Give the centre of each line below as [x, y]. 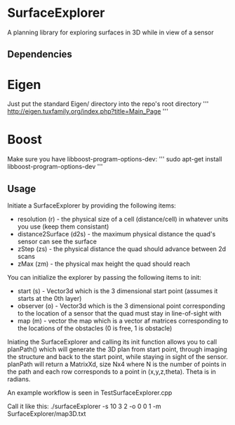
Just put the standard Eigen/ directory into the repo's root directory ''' [108, 104]
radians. [19, 379]
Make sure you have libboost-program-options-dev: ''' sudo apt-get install [115, 159]
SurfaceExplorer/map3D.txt [47, 414]
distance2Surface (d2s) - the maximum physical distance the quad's [116, 234]
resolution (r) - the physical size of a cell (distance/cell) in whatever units [123, 220]
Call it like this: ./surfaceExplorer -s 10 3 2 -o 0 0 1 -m [84, 406]
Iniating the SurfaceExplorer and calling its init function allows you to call [112, 342]
